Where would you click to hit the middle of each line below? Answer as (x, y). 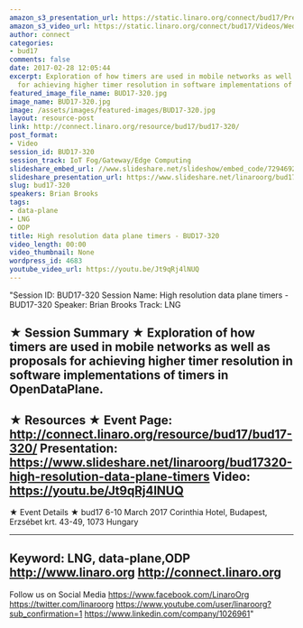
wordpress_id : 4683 (46, 261)
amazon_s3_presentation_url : (64, 18)
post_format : (34, 135)
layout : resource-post (52, 118)
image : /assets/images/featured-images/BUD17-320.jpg (113, 110)
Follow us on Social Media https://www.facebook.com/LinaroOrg (129, 594)
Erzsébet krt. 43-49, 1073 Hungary (74, 522)
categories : (32, 43)
